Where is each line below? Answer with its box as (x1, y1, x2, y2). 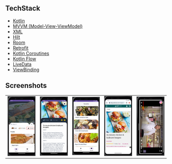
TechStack (5, 4, 40, 13)
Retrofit (12, 44, 29, 51)
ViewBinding (12, 66, 39, 73)
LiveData (12, 61, 32, 67)
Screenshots (5, 81, 47, 90)
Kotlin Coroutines (12, 50, 50, 56)
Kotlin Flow (12, 56, 36, 62)
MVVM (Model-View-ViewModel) (12, 23, 83, 29)
